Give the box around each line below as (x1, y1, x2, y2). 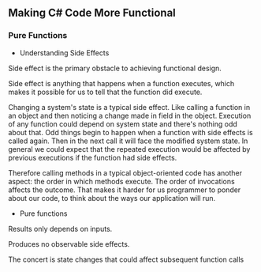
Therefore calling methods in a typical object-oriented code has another (8, 168, 243, 177)
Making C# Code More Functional (8, 6, 176, 20)
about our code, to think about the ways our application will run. (8, 193, 216, 202)
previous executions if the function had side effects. (8, 153, 177, 162)
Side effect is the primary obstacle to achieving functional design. (8, 63, 222, 73)
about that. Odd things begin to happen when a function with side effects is (8, 127, 254, 137)
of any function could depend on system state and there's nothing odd (8, 119, 238, 129)
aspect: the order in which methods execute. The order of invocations (8, 176, 235, 186)
